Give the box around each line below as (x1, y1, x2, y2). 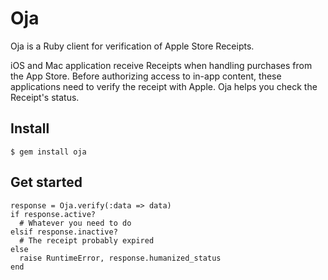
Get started (10, 174, 83, 191)
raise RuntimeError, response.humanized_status (19, 253, 222, 263)
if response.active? (10, 209, 97, 219)
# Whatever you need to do (19, 218, 132, 228)
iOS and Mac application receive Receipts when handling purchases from (10, 59, 313, 71)
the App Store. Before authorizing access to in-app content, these (10, 70, 282, 82)
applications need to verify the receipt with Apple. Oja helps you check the (10, 80, 318, 92)
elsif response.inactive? (10, 227, 118, 237)
